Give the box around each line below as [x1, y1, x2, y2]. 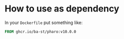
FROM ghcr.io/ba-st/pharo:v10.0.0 [4, 29, 77, 34]
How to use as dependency [4, 3, 120, 14]
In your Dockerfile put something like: [4, 19, 83, 25]
